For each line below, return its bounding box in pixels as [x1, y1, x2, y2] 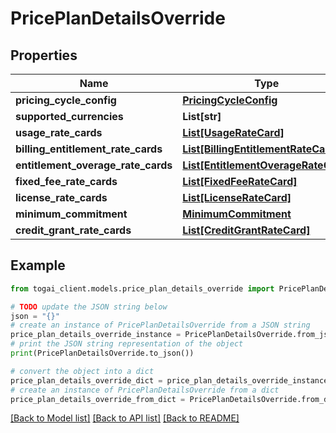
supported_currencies [15, 110, 124, 123]
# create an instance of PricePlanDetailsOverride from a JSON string [10, 320, 311, 331]
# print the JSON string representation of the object [10, 339, 244, 349]
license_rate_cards [15, 191, 108, 204]
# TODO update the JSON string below [10, 302, 168, 312]
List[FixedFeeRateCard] [182, 175, 298, 188]
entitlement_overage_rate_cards [15, 158, 173, 172]
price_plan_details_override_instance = [10, 330, 182, 340]
